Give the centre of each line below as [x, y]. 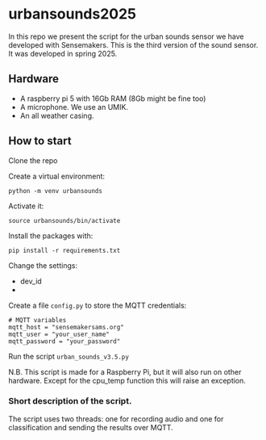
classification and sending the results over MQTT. [91, 427]
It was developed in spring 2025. [63, 53]
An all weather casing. [57, 115]
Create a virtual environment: [57, 176]
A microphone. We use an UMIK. [74, 107]
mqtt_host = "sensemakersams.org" [66, 327]
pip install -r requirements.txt [64, 250]
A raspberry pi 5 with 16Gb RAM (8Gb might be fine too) [113, 98]
